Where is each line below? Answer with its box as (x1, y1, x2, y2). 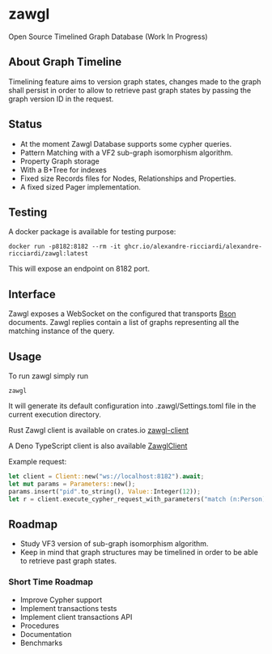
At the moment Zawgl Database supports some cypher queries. (19, 139, 232, 148)
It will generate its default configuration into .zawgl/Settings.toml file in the (8, 401, 257, 410)
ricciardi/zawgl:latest (8, 250, 89, 258)
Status (8, 118, 43, 131)
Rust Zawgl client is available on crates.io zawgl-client (8, 425, 189, 434)
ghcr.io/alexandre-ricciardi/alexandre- (124, 242, 263, 251)
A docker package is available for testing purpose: (8, 227, 176, 237)
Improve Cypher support (19, 595, 103, 605)
